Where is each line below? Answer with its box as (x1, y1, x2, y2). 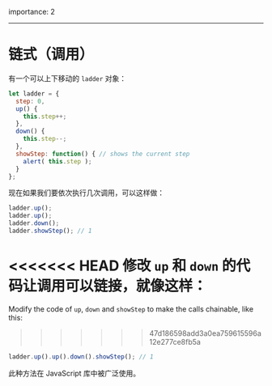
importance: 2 (8, 7, 55, 16)
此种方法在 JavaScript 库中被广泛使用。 (8, 368, 141, 378)
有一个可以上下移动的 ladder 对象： (8, 73, 127, 83)
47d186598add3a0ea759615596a (149, 328, 261, 338)
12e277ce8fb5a (149, 337, 201, 346)
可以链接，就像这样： (65, 277, 208, 295)
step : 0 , (15, 97, 45, 105)
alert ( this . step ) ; (23, 157, 92, 165)
